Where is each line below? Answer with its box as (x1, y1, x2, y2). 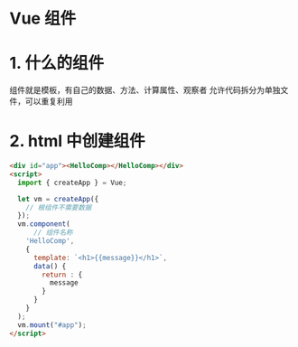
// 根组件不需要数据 (25, 202, 92, 212)
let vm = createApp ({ (17, 194, 99, 203)
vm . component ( (17, 220, 70, 229)
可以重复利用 (24, 96, 73, 107)
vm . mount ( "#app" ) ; (17, 320, 88, 330)
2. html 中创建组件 (9, 131, 146, 152)
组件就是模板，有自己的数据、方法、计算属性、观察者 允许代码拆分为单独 (9, 85, 281, 96)
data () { (33, 261, 67, 271)
